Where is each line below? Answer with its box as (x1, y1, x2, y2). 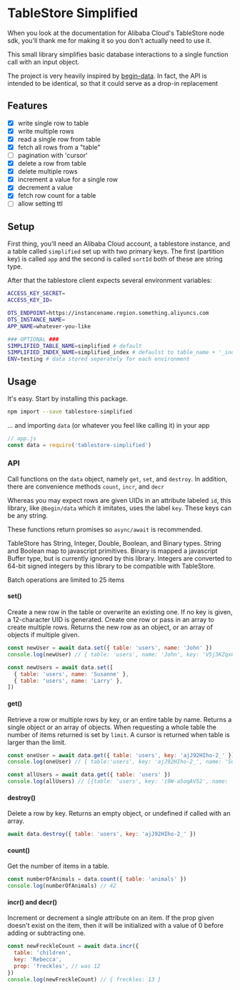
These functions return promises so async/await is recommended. (7, 525, 202, 534)
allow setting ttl (17, 199, 63, 208)
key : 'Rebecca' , (14, 956, 62, 963)
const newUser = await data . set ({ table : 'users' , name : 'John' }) (7, 644, 213, 651)
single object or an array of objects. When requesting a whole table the (7, 723, 216, 731)
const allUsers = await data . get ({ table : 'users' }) (7, 771, 171, 779)
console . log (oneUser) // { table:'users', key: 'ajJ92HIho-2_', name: (7, 759, 222, 766)
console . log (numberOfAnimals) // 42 (7, 882, 116, 890)
